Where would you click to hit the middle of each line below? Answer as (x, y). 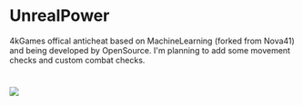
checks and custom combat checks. (77, 60)
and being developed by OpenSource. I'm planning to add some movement (150, 50)
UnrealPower (60, 16)
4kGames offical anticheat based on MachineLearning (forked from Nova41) (152, 41)
